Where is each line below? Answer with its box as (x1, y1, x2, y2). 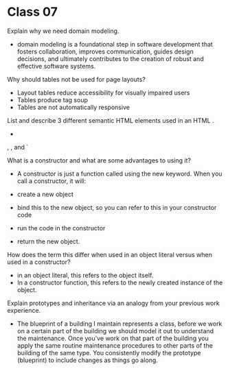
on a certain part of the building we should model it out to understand (16, 326, 214, 335)
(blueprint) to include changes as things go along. (16, 356, 158, 364)
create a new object (16, 190, 74, 198)
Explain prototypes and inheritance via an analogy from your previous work (7, 299, 220, 307)
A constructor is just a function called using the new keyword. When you (16, 169, 222, 178)
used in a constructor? (7, 258, 71, 266)
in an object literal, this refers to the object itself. (16, 271, 154, 279)
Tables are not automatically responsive (16, 103, 130, 111)
